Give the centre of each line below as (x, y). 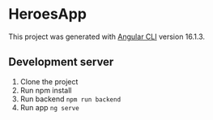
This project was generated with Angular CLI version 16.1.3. (106, 36)
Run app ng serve (49, 107)
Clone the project (49, 81)
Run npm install (46, 90)
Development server (61, 62)
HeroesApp (48, 14)
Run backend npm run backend (70, 99)
